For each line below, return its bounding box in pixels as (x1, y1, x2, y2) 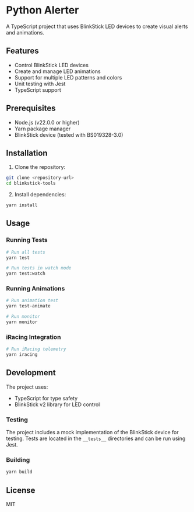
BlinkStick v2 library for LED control (14, 401, 100, 408)
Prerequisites (6, 103, 56, 113)
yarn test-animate (6, 303, 51, 309)
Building (6, 456, 30, 464)
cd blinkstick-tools (6, 181, 57, 186)
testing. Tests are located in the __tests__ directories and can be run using (6, 435, 186, 442)
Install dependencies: (14, 191, 66, 198)
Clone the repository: (14, 164, 66, 171)
